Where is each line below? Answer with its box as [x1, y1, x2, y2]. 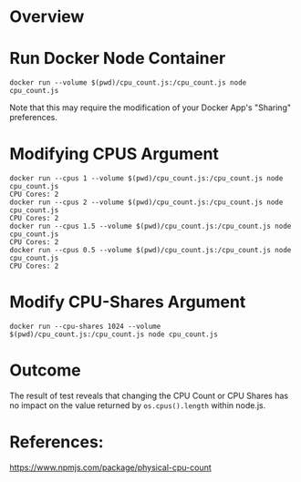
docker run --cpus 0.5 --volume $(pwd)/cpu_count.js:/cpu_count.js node [9, 246, 292, 255]
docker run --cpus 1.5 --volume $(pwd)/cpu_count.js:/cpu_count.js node [9, 221, 292, 231]
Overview [9, 6, 85, 27]
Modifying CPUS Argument [9, 144, 219, 165]
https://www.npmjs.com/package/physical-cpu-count [9, 462, 212, 473]
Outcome [9, 360, 81, 381]
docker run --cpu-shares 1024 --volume [9, 322, 161, 331]
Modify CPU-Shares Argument [9, 292, 246, 313]
